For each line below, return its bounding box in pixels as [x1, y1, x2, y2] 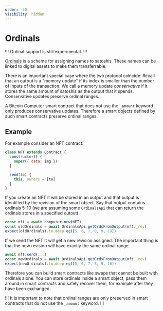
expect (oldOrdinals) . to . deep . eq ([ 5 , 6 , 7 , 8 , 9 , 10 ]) [5, 229, 117, 233]
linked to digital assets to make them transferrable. [5, 63, 107, 69]
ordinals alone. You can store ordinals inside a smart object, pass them [5, 275, 147, 281]
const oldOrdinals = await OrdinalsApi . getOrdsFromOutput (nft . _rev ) [5, 224, 147, 229]
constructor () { [9, 155, 42, 159]
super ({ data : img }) [14, 159, 57, 164]
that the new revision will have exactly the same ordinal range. [5, 242, 130, 249]
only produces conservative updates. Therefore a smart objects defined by [5, 108, 156, 114]
